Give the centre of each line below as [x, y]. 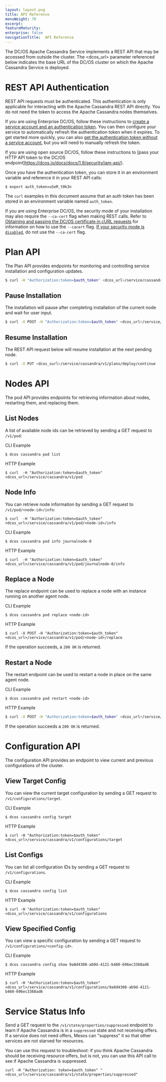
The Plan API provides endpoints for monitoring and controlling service [77, 266]
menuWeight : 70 [21, 19]
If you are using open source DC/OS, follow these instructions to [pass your [82, 152]
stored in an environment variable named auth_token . [59, 201]
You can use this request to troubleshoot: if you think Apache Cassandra [79, 1051]
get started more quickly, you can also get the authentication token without [82, 137]
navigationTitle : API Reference [40, 38]
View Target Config [36, 781]
